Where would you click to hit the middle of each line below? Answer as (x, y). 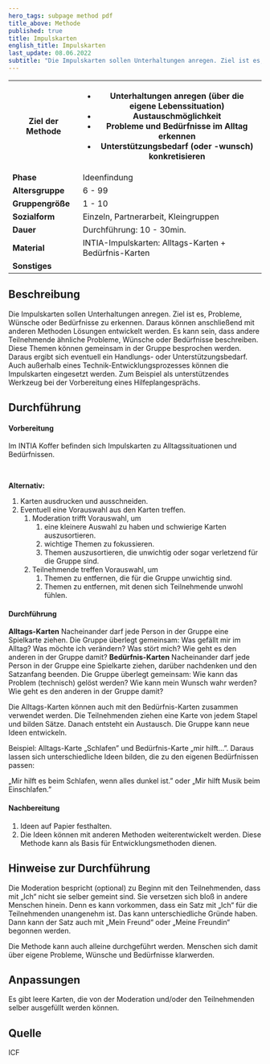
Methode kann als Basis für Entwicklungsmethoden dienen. (118, 843)
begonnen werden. (40, 930)
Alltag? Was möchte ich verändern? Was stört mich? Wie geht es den (123, 649)
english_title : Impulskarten (57, 46)
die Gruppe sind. (72, 561)
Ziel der (43, 121)
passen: (21, 765)
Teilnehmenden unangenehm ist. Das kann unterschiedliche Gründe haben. (133, 913)
